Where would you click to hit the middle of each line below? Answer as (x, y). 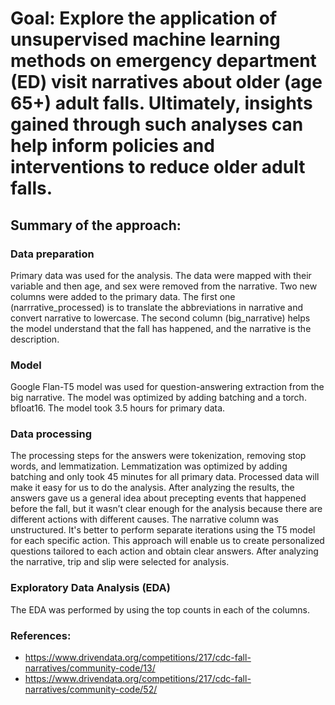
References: (41, 635)
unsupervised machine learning (145, 39)
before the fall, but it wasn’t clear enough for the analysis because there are (166, 509)
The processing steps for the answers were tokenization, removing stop (158, 456)
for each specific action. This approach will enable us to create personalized (167, 541)
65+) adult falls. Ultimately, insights (161, 103)
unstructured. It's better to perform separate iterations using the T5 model (163, 530)
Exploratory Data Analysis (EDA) (90, 588)
